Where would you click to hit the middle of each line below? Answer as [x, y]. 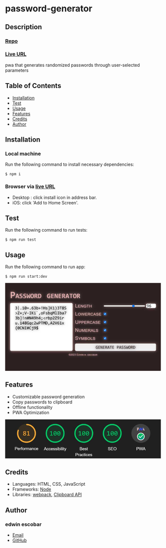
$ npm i [13, 174]
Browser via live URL [30, 187]
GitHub [20, 541]
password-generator [49, 9]
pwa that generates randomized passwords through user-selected [72, 65]
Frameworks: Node [32, 489]
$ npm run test [21, 240]
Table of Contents [33, 86]
